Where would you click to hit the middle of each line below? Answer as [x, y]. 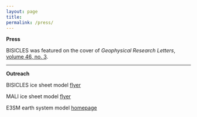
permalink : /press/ [30, 22]
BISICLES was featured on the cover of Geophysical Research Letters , [91, 51]
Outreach [18, 73]
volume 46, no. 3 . [27, 57]
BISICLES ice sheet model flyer [43, 85]
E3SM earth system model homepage [52, 108]
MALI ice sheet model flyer [39, 96]
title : [14, 17]
